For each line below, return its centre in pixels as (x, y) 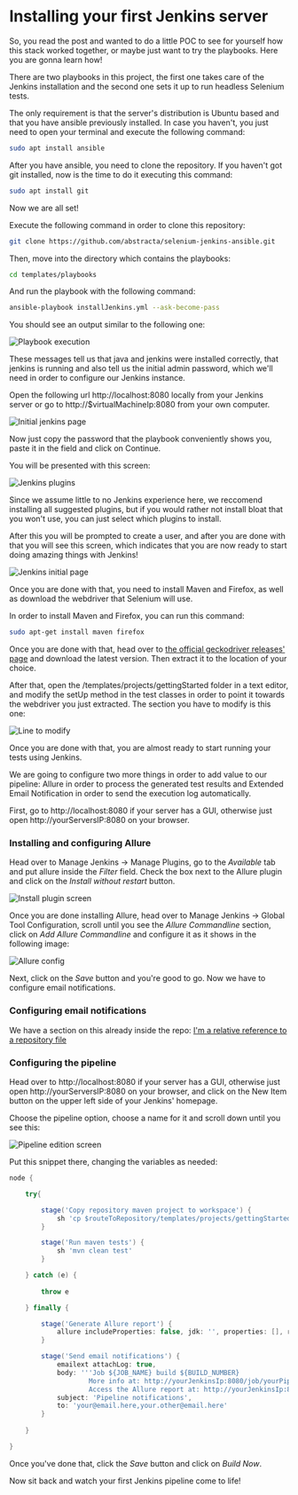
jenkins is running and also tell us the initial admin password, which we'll (141, 368)
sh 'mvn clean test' (94, 1251)
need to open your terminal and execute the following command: (127, 131)
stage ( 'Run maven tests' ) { (93, 1243)
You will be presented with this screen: (80, 466)
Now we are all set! (44, 208)
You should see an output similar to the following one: (107, 325)
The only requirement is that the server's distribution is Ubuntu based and (144, 113)
